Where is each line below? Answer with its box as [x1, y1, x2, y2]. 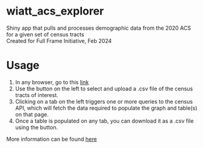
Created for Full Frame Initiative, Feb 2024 [6, 37, 112, 44]
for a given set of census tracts [6, 30, 84, 38]
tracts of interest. [15, 91, 59, 98]
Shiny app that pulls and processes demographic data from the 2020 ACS [6, 24, 191, 32]
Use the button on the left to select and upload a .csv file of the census [15, 85, 193, 92]
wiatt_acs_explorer [6, 4, 105, 18]
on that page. [15, 110, 49, 118]
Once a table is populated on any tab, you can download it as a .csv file [15, 117, 194, 124]
